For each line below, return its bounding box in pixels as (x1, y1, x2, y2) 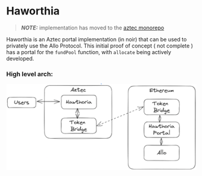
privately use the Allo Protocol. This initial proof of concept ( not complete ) (6, 42, 194, 49)
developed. (6, 55, 34, 62)
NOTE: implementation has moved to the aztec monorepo (21, 24, 165, 31)
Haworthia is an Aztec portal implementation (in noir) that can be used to (6, 35, 187, 43)
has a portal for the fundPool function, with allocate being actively (6, 48, 172, 55)
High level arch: (6, 70, 53, 78)
